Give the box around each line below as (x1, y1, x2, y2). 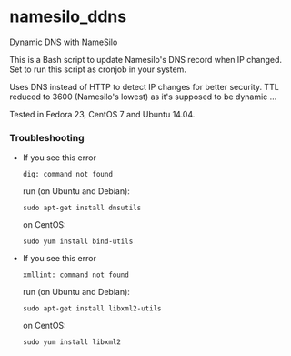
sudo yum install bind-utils (22, 237, 134, 247)
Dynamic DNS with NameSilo (9, 36, 118, 47)
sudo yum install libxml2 (22, 338, 121, 347)
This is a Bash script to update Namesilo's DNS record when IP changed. (9, 54, 282, 65)
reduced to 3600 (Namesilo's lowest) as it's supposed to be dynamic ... (9, 91, 277, 102)
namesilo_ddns (9, 6, 127, 27)
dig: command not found (22, 170, 114, 179)
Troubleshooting (9, 131, 85, 144)
